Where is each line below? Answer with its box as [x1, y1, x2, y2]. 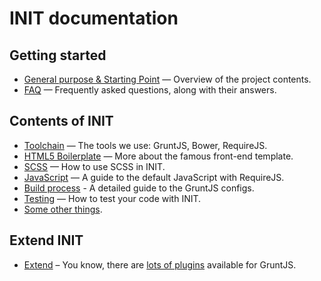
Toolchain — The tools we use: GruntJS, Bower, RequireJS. [23, 139, 268, 151]
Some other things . [23, 203, 103, 215]
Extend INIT [9, 232, 84, 249]
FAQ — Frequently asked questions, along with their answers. [23, 84, 277, 96]
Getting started [9, 47, 107, 64]
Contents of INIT [9, 113, 114, 130]
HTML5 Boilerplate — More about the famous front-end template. [23, 150, 294, 162]
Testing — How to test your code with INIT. [23, 192, 202, 204]
